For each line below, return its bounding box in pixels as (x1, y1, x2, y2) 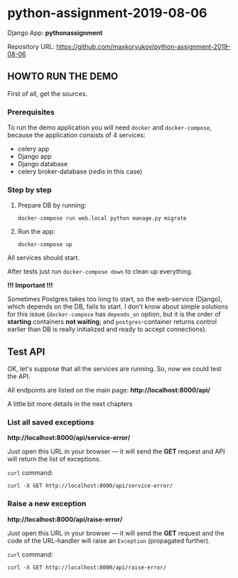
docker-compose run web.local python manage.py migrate (17, 215, 187, 222)
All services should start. (7, 254, 80, 262)
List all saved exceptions (7, 417, 94, 427)
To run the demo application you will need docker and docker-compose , (7, 123, 212, 132)
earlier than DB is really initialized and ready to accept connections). (7, 325, 207, 333)
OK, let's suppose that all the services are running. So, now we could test (7, 365, 222, 373)
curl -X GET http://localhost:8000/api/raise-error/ (7, 564, 167, 571)
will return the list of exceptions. (7, 455, 102, 464)
